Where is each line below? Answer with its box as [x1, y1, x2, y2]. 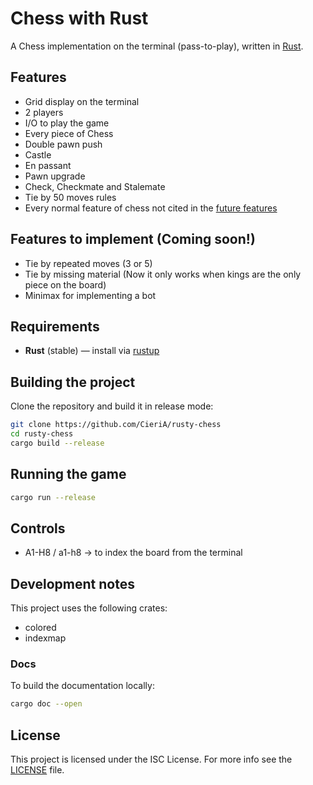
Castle [24, 148, 52, 161]
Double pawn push [24, 138, 103, 150]
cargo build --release [10, 438, 105, 448]
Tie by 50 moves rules [24, 191, 117, 203]
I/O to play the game [24, 117, 110, 129]
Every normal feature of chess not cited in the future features [24, 202, 278, 214]
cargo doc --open [10, 699, 83, 709]
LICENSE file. [10, 764, 65, 776]
